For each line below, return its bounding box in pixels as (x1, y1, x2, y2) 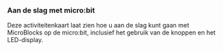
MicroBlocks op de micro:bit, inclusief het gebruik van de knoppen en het (7, 28, 216, 37)
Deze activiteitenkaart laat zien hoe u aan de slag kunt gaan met (7, 21, 190, 30)
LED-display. (7, 36, 43, 44)
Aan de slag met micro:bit (7, 6, 95, 15)
